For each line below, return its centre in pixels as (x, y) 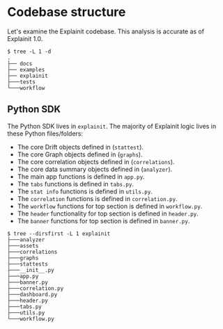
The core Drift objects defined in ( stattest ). (80, 147)
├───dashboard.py (32, 294)
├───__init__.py (31, 270)
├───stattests (28, 264)
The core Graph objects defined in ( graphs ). (80, 154)
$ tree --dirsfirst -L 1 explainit (59, 234)
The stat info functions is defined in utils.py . (85, 191)
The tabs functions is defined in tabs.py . (76, 184)
